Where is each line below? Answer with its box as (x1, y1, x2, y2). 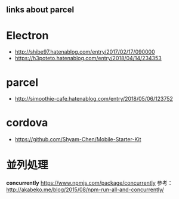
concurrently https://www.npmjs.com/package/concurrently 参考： (6, 179, 173, 186)
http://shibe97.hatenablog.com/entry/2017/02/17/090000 (14, 48, 155, 55)
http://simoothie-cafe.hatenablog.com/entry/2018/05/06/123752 (14, 95, 173, 102)
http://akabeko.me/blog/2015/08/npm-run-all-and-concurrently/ (6, 186, 164, 193)
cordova (6, 116, 48, 130)
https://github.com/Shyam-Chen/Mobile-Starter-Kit (14, 136, 141, 143)
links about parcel (6, 5, 75, 15)
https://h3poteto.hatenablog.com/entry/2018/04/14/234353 (14, 55, 162, 62)
